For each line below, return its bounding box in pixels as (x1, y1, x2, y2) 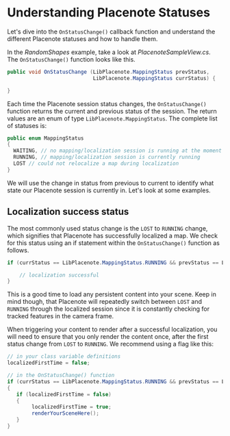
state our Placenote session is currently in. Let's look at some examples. (7, 186, 211, 194)
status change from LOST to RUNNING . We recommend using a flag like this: (7, 340, 214, 348)
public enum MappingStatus (7, 135, 84, 142)
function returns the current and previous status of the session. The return (7, 107, 217, 115)
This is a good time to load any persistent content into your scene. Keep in (7, 290, 217, 298)
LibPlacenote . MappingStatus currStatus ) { (92, 75, 216, 81)
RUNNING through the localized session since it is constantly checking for (7, 305, 210, 313)
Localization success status (7, 206, 129, 218)
